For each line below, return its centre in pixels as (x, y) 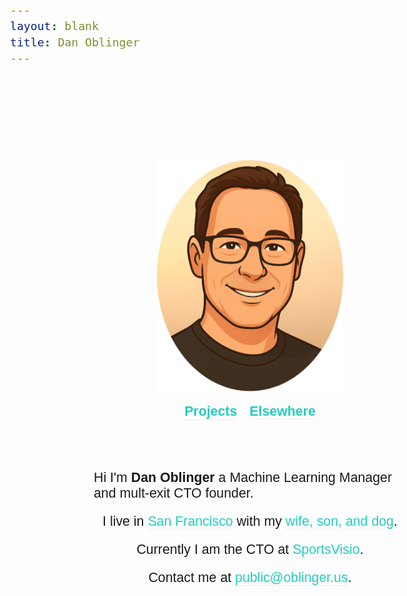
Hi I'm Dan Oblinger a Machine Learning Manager (243, 478)
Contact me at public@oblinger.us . (250, 578)
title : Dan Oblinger (75, 42)
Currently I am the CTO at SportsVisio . (250, 550)
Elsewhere (282, 411)
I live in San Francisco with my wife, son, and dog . (250, 521)
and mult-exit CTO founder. (173, 493)
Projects (211, 411)
